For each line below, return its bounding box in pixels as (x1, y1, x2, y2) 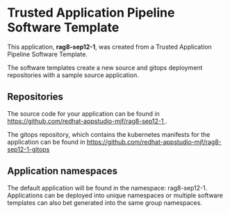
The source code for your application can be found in (7, 109, 160, 117)
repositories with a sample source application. (7, 71, 139, 79)
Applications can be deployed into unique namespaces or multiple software (7, 191, 224, 199)
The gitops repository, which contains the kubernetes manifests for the (7, 130, 211, 138)
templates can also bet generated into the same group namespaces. (7, 198, 203, 206)
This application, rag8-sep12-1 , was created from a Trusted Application (7, 42, 212, 51)
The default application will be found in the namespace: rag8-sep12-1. (7, 183, 208, 192)
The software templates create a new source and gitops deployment (7, 63, 203, 72)
